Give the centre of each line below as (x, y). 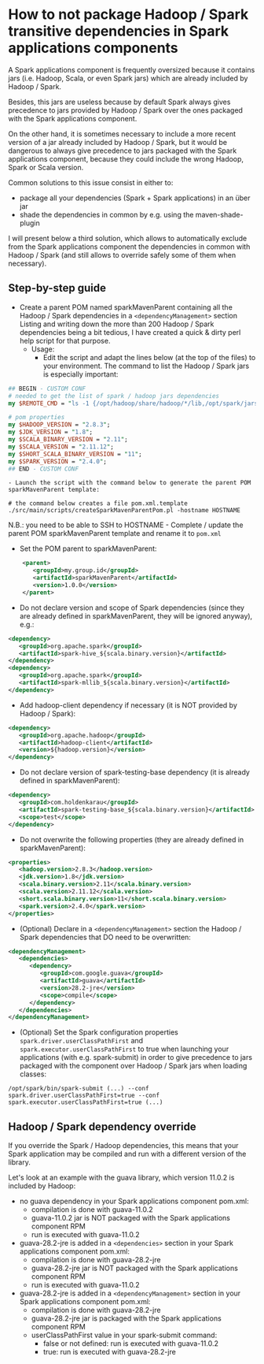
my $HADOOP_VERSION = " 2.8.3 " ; (59, 425)
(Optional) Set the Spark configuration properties (99, 1032)
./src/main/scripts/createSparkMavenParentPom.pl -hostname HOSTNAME (125, 511)
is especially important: (81, 374)
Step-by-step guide (57, 288)
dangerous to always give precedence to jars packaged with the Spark (123, 151)
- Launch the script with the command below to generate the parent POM (130, 483)
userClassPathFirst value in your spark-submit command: (124, 1335)
